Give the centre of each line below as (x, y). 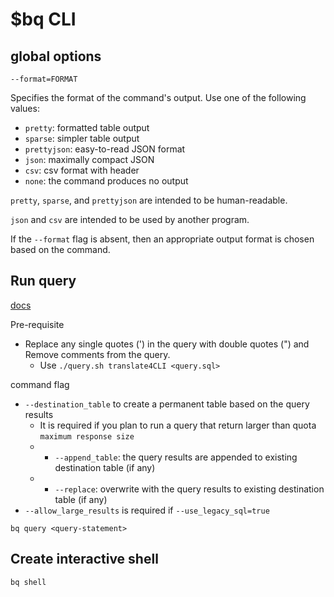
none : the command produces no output (106, 181)
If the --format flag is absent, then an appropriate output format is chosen (162, 239)
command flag (40, 384)
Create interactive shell (84, 559)
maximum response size (87, 436)
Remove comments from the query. (97, 354)
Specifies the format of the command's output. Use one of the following (158, 97)
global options (56, 56)
